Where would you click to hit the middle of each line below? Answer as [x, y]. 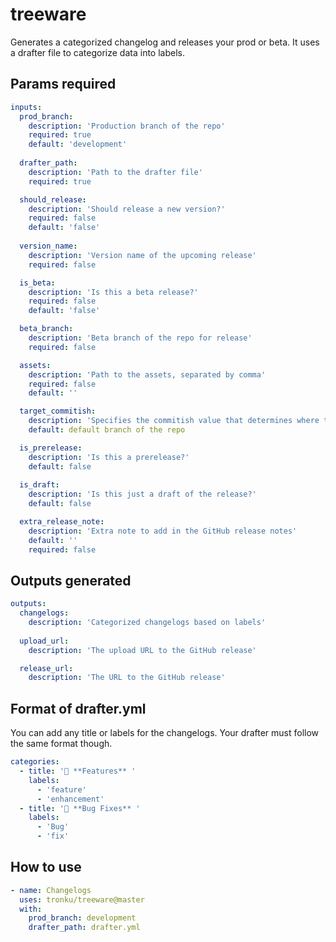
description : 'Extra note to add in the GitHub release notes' [163, 531]
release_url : [46, 668]
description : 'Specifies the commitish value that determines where [174, 421]
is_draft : [39, 485]
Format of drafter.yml [78, 708]
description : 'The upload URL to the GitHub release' [142, 650]
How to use [46, 867]
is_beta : [37, 283]
